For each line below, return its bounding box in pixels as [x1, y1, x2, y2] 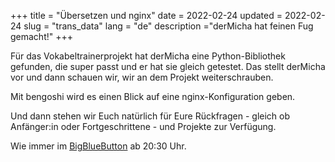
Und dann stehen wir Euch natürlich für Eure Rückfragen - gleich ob [10, 110, 291, 122]
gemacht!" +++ [10, 31, 74, 42]
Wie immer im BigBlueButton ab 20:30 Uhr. [10, 140, 187, 152]
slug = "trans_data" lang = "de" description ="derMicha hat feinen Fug [23, 20, 314, 32]
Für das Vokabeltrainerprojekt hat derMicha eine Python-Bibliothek [10, 50, 286, 62]
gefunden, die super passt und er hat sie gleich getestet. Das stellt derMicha [10, 61, 326, 72]
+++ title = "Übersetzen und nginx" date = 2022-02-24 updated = [10, 10, 283, 21]
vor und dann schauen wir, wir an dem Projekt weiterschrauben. [10, 71, 274, 83]
